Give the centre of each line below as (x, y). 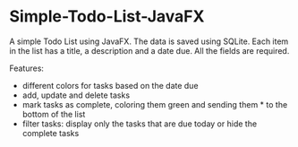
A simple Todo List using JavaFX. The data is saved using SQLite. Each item (149, 41)
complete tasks (51, 133)
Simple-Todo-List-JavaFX (107, 17)
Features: (27, 68)
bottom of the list (54, 114)
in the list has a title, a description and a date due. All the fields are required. (149, 50)
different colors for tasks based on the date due (110, 85)
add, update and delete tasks (76, 95)
